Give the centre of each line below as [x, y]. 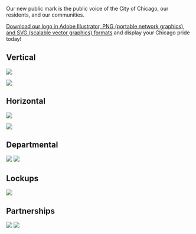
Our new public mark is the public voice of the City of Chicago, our [87, 9]
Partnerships [30, 211]
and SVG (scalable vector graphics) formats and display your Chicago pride [98, 33]
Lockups [22, 178]
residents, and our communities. [45, 15]
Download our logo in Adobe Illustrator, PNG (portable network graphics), [95, 26]
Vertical [21, 58]
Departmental [32, 145]
